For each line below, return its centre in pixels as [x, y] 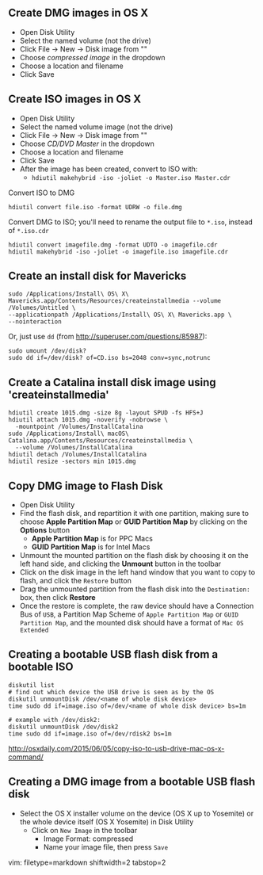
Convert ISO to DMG [42, 193]
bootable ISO [41, 667]
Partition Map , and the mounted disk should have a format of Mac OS [131, 623]
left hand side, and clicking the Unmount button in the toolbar [120, 564]
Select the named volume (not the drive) [86, 40]
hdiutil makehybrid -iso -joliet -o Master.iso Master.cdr [131, 178]
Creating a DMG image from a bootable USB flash [132, 782]
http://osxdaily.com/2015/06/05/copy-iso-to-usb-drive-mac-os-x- [116, 748]
